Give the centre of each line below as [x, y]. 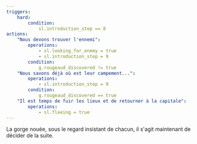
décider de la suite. [30, 136]
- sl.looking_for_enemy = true [77, 51]
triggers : [19, 12]
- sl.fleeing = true [64, 112]
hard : [24, 17]
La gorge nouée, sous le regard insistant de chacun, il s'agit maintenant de [98, 129]
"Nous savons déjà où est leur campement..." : [76, 73]
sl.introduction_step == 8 [72, 28]
